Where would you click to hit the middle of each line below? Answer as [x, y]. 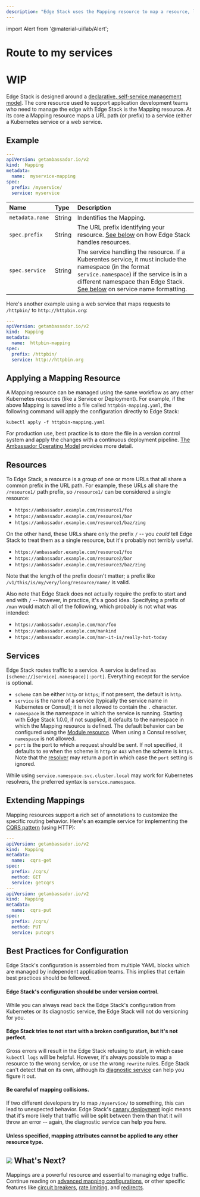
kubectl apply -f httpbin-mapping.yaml [56, 423]
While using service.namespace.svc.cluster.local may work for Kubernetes [100, 775]
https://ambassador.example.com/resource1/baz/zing [80, 523]
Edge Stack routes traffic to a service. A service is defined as [81, 670]
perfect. [16, 1037]
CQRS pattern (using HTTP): [41, 827]
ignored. [25, 764]
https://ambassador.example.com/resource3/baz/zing [80, 565]
